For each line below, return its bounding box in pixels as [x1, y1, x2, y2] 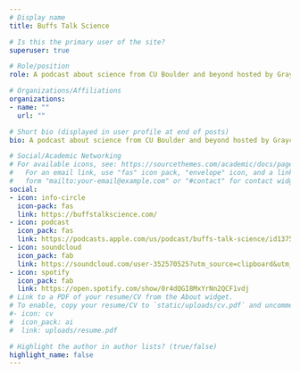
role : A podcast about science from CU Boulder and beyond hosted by [9, 70, 274, 79]
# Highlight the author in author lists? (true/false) [9, 342, 218, 351]
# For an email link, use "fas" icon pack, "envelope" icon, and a [9, 169, 274, 178]
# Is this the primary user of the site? [9, 37, 166, 46]
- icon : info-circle [9, 193, 87, 202]
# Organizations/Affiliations [9, 87, 122, 95]
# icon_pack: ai [9, 318, 74, 327]
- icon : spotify [9, 268, 70, 277]
